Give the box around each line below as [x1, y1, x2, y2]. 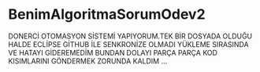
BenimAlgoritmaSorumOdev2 [8, 5, 206, 23]
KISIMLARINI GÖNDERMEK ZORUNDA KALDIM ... [8, 56, 168, 66]
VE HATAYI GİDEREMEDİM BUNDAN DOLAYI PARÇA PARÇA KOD [8, 48, 218, 57]
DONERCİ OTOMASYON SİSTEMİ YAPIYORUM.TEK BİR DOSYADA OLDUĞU [8, 31, 253, 41]
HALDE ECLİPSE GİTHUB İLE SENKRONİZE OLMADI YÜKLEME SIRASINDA [8, 39, 250, 49]
